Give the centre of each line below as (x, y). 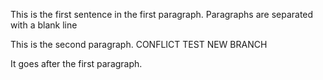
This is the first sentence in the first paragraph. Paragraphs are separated (162, 14)
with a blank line (44, 25)
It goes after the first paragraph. (76, 63)
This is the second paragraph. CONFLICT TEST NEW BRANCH (139, 44)
